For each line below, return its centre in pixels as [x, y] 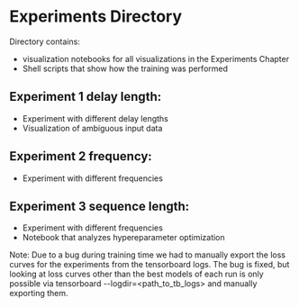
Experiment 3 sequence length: [100, 206]
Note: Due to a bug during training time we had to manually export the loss [148, 255]
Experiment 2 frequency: [81, 156]
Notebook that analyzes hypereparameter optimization [123, 238]
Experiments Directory [96, 17]
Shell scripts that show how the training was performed [125, 68]
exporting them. [39, 293]
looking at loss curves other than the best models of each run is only [136, 274]
